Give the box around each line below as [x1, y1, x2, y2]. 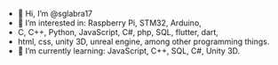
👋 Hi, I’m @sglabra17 [17, 9, 93, 18]
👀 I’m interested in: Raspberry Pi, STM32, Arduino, [17, 18, 202, 28]
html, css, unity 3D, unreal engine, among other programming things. [17, 36, 270, 47]
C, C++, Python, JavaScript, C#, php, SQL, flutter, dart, [17, 27, 219, 37]
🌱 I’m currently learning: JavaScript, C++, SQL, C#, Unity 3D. [17, 46, 241, 56]
